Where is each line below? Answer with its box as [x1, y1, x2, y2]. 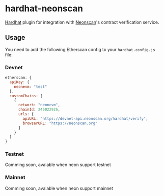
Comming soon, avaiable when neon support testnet [5, 162, 111, 168]
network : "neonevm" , [18, 103, 60, 108]
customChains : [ [9, 93, 43, 98]
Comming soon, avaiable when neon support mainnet [5, 185, 113, 191]
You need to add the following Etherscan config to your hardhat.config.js [5, 46, 156, 52]
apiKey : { [9, 80, 29, 84]
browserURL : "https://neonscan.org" [23, 121, 98, 126]
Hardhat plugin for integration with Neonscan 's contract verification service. [5, 19, 160, 25]
